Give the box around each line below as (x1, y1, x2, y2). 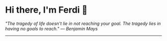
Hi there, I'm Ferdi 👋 (5, 4, 88, 16)
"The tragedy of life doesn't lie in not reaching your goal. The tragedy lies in (5, 20, 161, 26)
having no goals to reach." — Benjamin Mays (5, 25, 98, 31)
